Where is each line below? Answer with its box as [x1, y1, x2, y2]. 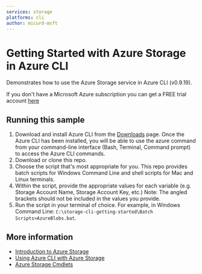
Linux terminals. [14, 176, 55, 183]
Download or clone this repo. [14, 157, 87, 164]
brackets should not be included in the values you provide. [14, 195, 161, 203]
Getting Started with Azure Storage [6, 46, 186, 60]
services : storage [6, 8, 52, 15]
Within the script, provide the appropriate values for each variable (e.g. [14, 182, 192, 189]
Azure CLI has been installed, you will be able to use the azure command [14, 137, 196, 145]
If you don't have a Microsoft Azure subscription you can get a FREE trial [6, 91, 187, 98]
